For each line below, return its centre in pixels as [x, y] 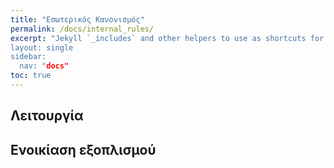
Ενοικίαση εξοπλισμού [83, 149]
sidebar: [28, 57]
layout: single [42, 47]
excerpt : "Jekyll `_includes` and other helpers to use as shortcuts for [167, 38]
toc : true [31, 76]
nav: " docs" [44, 66]
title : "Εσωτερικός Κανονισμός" [77, 19]
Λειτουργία [47, 116]
